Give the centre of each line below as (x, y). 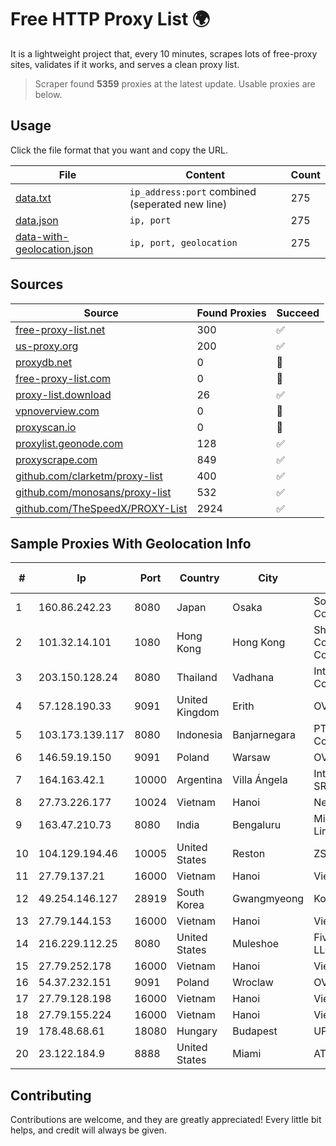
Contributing (51, 1095)
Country (199, 578)
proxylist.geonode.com (69, 443)
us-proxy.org (47, 346)
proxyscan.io (46, 427)
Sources (37, 284)
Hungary (197, 1031)
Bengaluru (257, 825)
